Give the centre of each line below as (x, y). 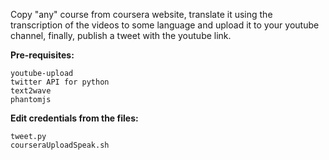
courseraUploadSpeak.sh (60, 145)
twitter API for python (60, 82)
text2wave (31, 91)
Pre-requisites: (42, 55)
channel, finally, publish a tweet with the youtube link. (121, 35)
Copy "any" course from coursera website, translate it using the (141, 14)
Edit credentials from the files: (74, 118)
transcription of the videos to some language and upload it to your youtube (165, 25)
